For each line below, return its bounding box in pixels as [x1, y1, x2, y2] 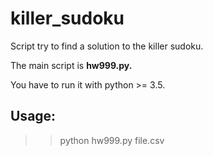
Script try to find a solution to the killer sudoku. [10, 40, 204, 52]
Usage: [10, 108, 57, 125]
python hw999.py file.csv [59, 134, 165, 146]
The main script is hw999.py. [10, 59, 133, 71]
